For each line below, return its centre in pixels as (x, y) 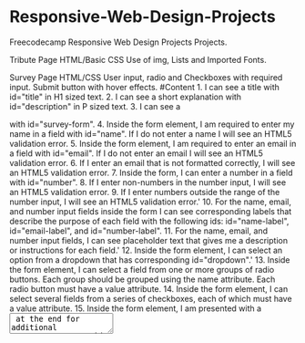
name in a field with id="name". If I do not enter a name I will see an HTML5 (151, 133)
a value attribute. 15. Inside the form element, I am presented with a (136, 308)
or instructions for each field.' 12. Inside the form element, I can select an (146, 250)
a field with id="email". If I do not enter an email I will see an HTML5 (137, 153)
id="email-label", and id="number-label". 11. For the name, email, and (139, 231)
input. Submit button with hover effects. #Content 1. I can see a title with (145, 87)
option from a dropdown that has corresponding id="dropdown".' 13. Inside (150, 260)
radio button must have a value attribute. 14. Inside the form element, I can (149, 288)
